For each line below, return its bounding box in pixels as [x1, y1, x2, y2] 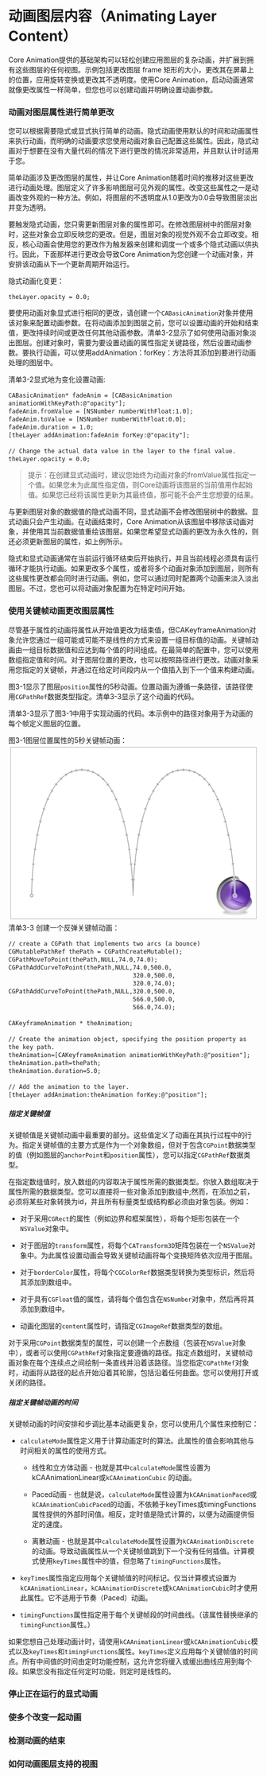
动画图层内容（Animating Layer [8, 7, 217, 25]
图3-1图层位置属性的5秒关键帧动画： [8, 735, 128, 744]
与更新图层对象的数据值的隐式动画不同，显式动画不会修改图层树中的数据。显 [8, 507, 259, 517]
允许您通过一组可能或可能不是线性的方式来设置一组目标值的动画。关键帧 [14, 635, 252, 644]
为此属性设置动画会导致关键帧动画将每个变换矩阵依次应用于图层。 [41, 1250, 257, 1261]
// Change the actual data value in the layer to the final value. [8, 447, 237, 456]
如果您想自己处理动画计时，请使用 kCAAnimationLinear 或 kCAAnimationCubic [8, 1637, 252, 1646]
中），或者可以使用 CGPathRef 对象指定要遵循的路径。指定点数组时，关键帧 [8, 1348, 246, 1358]
